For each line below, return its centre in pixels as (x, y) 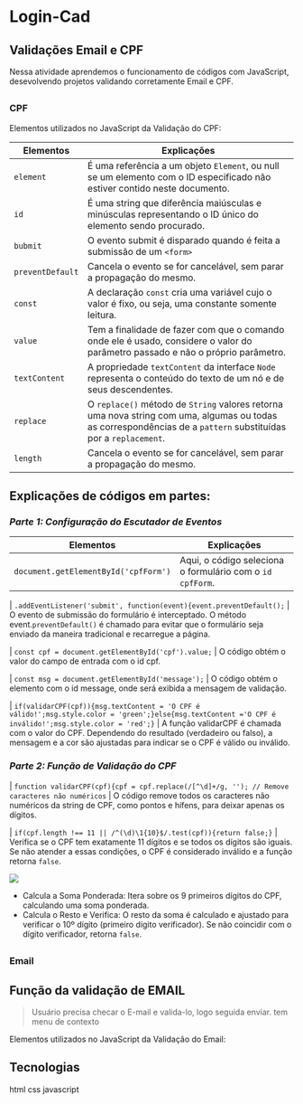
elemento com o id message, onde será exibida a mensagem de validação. (148, 688)
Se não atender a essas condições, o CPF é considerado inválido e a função (151, 851)
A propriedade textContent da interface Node (182, 366)
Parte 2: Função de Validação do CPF (93, 766)
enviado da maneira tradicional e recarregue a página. (110, 634)
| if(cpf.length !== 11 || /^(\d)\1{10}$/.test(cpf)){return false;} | (143, 832)
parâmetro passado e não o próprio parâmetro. (187, 352)
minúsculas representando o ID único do (173, 214)
